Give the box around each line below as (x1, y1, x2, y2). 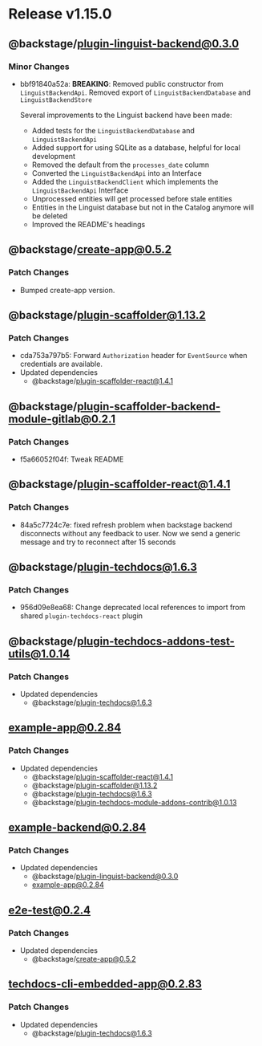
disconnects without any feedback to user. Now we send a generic (19, 528, 240, 538)
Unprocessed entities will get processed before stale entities (31, 193, 232, 203)
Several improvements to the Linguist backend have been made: (19, 110, 232, 120)
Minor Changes (8, 61, 70, 72)
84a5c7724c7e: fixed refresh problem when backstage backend (19, 519, 232, 530)
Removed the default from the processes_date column (31, 160, 210, 169)
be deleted (31, 210, 68, 221)
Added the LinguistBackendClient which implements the (31, 177, 219, 186)
